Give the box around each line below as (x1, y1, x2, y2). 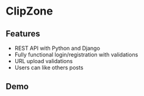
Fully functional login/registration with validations (14, 51, 139, 58)
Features (5, 29, 40, 39)
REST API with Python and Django (14, 44, 100, 52)
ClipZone (5, 4, 53, 18)
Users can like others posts (14, 64, 84, 71)
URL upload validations (14, 58, 73, 64)
